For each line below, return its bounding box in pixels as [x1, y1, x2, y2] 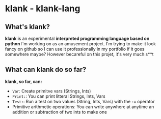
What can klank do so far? [5, 65, 86, 74]
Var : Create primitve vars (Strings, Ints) [12, 88, 91, 94]
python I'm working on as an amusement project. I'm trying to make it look [5, 41, 156, 47]
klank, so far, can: [5, 78, 42, 84]
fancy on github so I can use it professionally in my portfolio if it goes [5, 46, 145, 52]
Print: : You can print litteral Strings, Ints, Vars [12, 93, 106, 99]
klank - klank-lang [5, 3, 80, 14]
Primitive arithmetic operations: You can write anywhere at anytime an [12, 104, 154, 110]
